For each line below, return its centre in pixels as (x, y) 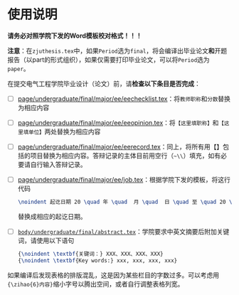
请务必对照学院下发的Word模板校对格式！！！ (75, 36)
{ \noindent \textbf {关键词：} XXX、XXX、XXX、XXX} (90, 254)
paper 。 (18, 68)
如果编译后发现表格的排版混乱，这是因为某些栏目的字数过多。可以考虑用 (113, 275)
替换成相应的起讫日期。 (52, 217)
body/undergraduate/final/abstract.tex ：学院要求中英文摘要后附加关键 (123, 232)
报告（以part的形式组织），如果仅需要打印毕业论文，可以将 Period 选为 (108, 59)
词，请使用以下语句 (46, 241)
